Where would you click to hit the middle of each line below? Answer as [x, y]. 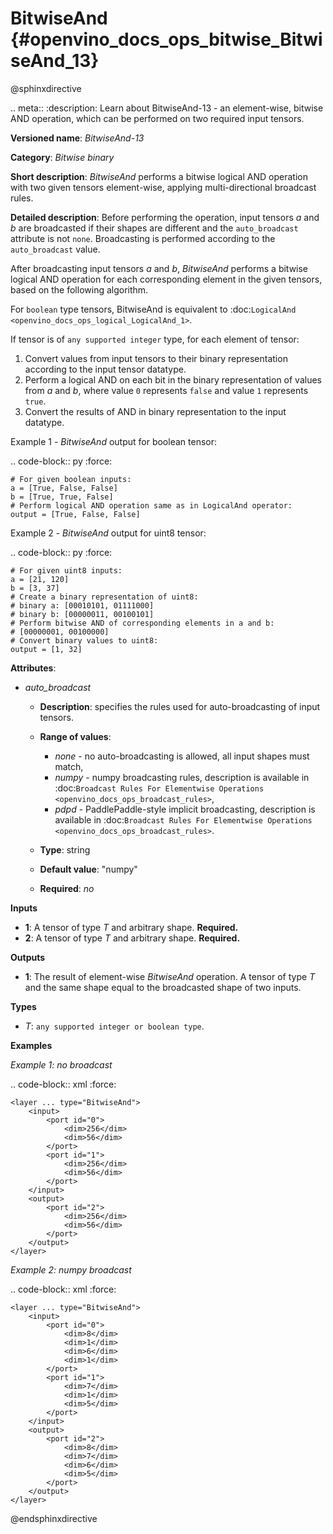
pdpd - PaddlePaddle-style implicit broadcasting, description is [185, 809]
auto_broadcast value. [55, 249]
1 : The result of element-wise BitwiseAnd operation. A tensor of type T [170, 976]
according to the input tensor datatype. [105, 369]
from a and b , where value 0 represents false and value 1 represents [166, 390]
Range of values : [75, 736]
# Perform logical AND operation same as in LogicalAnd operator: [151, 505]
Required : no [67, 888]
